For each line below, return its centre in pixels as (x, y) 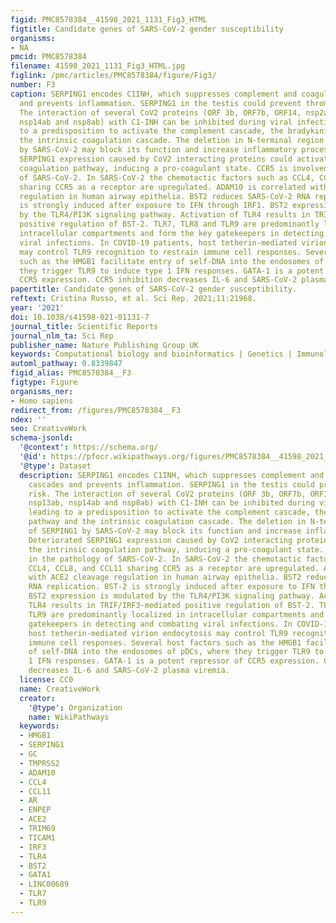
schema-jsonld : (42, 438)
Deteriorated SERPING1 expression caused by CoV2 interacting (160, 540)
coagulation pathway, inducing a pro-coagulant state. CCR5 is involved (174, 168)
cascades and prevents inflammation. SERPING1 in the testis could (171, 484)
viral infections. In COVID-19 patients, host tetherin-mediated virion (174, 242)
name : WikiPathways (69, 717)
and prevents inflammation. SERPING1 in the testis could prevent (160, 103)
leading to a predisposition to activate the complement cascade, (169, 512)
